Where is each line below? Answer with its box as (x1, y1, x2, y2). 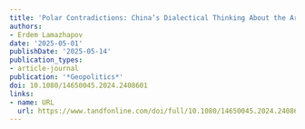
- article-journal (9, 64, 79, 74)
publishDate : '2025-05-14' (9, 47, 112, 56)
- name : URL (9, 97, 54, 107)
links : (9, 89, 34, 98)
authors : (9, 22, 43, 31)
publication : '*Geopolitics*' (9, 73, 124, 82)
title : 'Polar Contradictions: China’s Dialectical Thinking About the (9, 13, 286, 23)
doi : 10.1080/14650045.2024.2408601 (9, 81, 148, 90)
